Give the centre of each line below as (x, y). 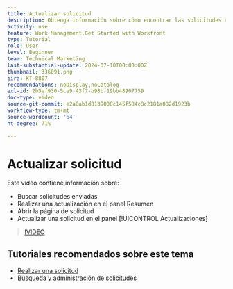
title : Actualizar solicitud (49, 14)
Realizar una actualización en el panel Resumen (85, 204)
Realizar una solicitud (48, 271)
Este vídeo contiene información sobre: (63, 183)
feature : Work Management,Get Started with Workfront (87, 33)
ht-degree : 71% (29, 123)
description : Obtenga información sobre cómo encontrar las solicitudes (114, 20)
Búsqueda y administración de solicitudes (77, 278)
